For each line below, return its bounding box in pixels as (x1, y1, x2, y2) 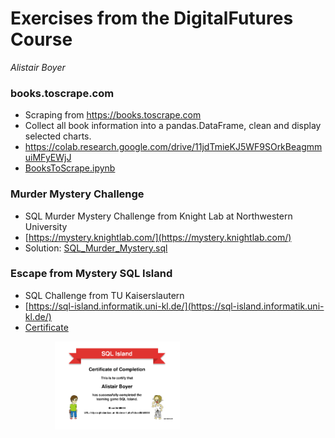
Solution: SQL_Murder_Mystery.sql (24, 242, 168, 254)
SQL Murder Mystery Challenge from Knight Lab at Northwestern (24, 210, 293, 222)
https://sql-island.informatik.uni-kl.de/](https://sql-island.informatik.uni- (28, 300, 325, 312)
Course (10, 28, 73, 51)
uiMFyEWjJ (24, 152, 72, 164)
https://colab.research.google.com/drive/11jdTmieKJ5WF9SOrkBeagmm (24, 141, 323, 153)
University (24, 220, 68, 232)
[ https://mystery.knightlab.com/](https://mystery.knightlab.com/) (24, 231, 292, 243)
